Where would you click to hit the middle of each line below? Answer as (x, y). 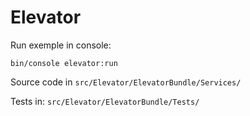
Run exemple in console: (61, 45)
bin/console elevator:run (64, 63)
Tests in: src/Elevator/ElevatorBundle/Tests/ (105, 101)
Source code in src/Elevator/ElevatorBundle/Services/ (126, 82)
